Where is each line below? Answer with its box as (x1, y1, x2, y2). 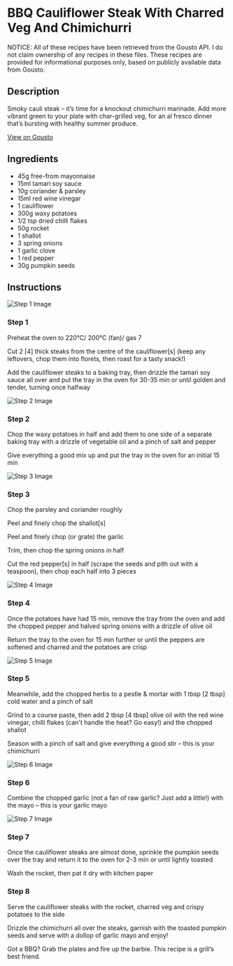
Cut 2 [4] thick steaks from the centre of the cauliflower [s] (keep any (7, 347, 206, 355)
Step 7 (7, 832, 29, 842)
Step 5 (7, 674, 30, 683)
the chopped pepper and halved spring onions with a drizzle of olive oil (7, 622, 213, 630)
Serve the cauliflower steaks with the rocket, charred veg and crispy (7, 902, 204, 911)
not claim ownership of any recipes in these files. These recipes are (7, 50, 203, 59)
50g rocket (17, 224, 49, 232)
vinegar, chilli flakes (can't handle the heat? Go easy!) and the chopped (7, 718, 213, 726)
